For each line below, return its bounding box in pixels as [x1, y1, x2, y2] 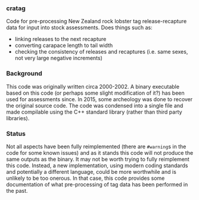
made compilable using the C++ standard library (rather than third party [6, 108, 183, 115]
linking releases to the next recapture [14, 36, 107, 43]
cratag [6, 4, 26, 12]
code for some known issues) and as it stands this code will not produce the [6, 149, 194, 156]
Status [6, 129, 26, 137]
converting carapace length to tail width [14, 42, 113, 49]
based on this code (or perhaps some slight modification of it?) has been [6, 89, 185, 96]
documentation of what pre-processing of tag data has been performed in [6, 180, 188, 188]
